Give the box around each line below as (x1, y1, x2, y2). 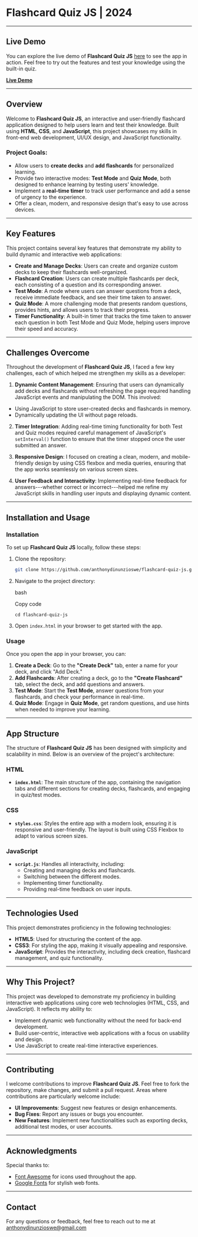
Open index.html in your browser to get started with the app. (14, 622, 163, 630)
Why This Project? (6, 977, 75, 987)
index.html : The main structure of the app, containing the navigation (14, 779, 181, 786)
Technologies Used (6, 909, 78, 919)
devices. (14, 206, 36, 213)
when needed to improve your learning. (14, 706, 111, 713)
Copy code (14, 601, 42, 608)
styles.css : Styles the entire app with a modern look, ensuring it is (14, 820, 177, 827)
